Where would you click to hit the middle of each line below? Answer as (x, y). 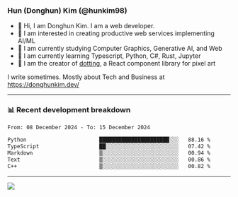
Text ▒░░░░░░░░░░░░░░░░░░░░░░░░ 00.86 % (109, 160)
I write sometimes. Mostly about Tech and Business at (86, 77)
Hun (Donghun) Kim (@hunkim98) (67, 11)
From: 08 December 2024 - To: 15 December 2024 (79, 127)
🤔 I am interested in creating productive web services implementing (116, 33)
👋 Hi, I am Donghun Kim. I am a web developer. (86, 26)
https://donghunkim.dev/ (44, 85)
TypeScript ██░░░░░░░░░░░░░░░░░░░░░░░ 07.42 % (109, 147)
